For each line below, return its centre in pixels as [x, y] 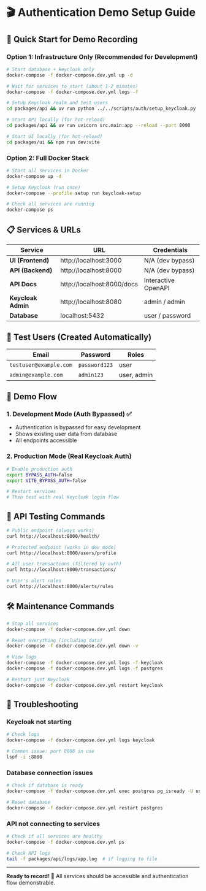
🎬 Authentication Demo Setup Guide [101, 13]
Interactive [159, 280]
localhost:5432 [82, 315]
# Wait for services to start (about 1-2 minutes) [72, 86]
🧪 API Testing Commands [56, 516]
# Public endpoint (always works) [51, 530]
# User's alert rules [34, 581]
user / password [167, 315]
